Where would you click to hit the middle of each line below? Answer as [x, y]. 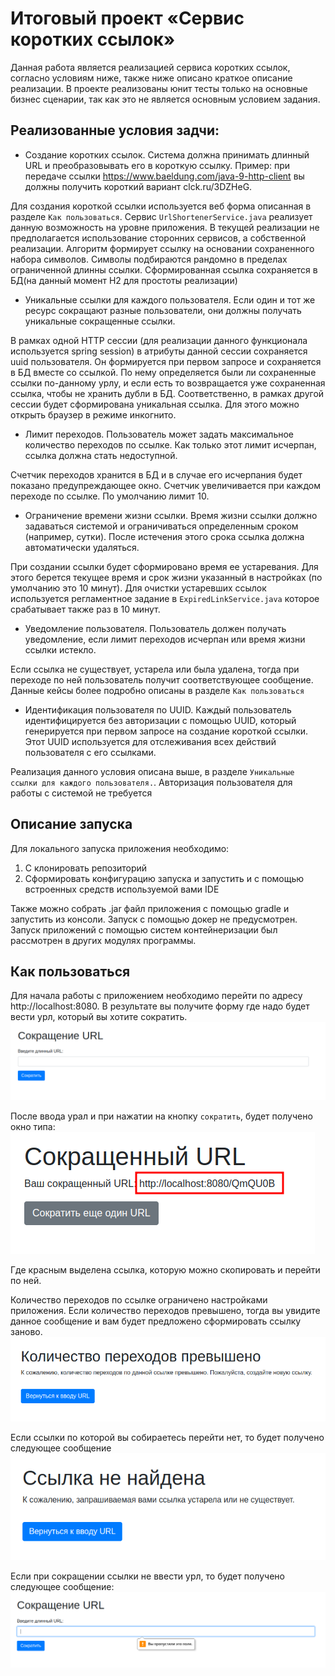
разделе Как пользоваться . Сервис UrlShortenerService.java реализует [161, 216]
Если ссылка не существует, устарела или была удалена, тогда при [155, 669]
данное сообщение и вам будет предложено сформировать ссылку [156, 1321]
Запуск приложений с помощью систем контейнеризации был [144, 929]
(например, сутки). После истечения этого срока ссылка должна [164, 536]
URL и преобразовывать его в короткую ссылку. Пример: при [157, 165]
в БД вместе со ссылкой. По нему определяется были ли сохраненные [163, 372]
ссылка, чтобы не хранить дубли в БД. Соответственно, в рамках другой [167, 393]
